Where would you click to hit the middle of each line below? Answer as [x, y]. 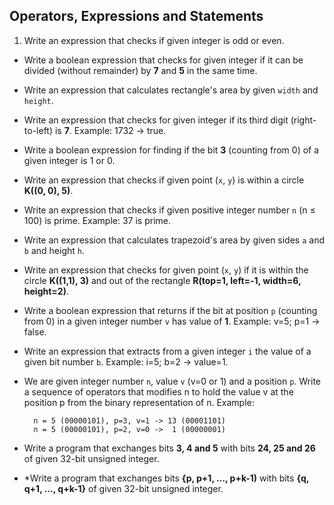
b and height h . [54, 250]
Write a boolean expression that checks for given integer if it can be [163, 60]
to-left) [38, 130]
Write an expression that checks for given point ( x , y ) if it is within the [166, 270]
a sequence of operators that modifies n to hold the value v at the [158, 391]
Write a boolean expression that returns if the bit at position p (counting [170, 310]
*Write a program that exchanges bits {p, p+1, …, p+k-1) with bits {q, [166, 478]
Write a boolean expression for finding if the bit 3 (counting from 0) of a [171, 150]
